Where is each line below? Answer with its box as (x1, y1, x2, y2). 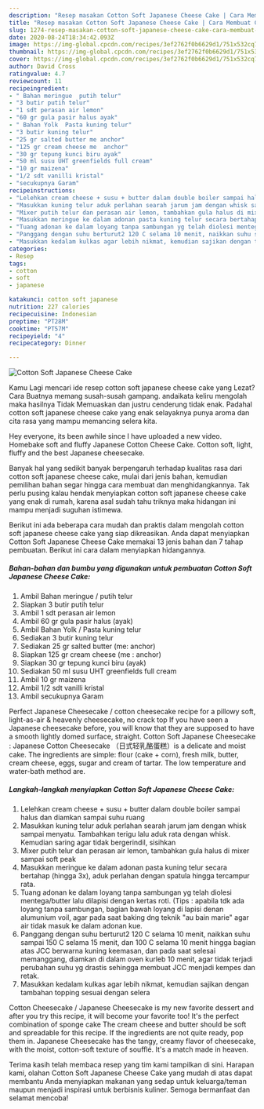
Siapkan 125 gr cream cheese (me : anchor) (20, 650, 161, 659)
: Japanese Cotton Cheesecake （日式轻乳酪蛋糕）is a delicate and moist (9, 741, 246, 750)
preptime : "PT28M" (9, 317, 69, 326)
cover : (9, 56, 31, 64)
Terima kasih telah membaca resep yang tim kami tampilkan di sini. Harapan (9, 1060, 255, 1070)
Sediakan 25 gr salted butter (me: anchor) (20, 641, 156, 651)
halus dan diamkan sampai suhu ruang (20, 813, 146, 823)
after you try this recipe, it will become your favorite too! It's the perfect (9, 1012, 240, 1021)
